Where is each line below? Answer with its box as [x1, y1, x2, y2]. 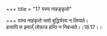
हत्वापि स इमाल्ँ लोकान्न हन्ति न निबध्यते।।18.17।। [6, 24, 102, 30]
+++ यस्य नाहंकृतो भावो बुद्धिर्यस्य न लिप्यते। [6, 17, 89, 24]
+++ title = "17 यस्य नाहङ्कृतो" [6, 6, 72, 12]
